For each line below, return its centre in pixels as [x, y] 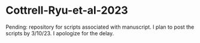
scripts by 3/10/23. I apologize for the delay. [60, 33]
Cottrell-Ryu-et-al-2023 [67, 10]
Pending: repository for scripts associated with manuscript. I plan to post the [100, 27]
